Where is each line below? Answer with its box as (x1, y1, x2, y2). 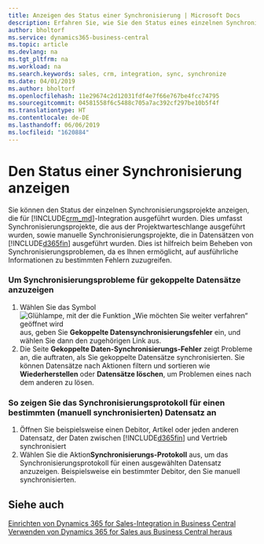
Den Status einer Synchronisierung (8, 162, 242, 180)
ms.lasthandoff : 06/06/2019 (8, 121, 101, 129)
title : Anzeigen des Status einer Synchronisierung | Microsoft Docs (8, 11, 241, 20)
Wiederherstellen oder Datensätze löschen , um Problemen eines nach (19, 369, 251, 378)
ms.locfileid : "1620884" (8, 128, 90, 136)
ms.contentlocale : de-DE (8, 114, 90, 122)
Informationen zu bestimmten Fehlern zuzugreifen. (8, 255, 173, 264)
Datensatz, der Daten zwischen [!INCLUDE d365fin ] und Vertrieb (19, 433, 228, 443)
